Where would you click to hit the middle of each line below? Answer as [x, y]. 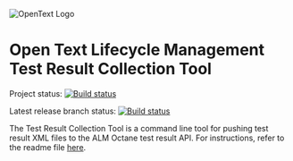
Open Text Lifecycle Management [137, 50]
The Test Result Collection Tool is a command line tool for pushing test [139, 128]
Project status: [36, 93]
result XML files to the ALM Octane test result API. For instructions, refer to [147, 138]
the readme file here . [48, 147]
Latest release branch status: [63, 111]
